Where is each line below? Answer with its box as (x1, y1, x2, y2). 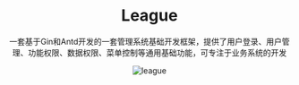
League (121, 5, 178, 26)
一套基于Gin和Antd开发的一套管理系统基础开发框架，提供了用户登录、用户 (9, 36, 283, 47)
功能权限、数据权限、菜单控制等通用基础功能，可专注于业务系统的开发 (27, 47, 287, 58)
